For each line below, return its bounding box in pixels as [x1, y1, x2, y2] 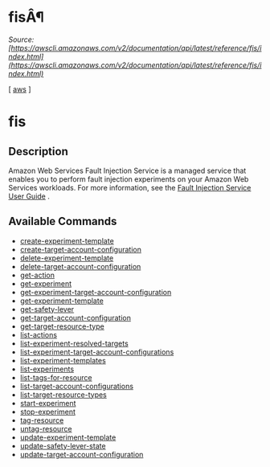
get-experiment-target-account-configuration [19, 287, 172, 297]
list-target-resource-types [19, 390, 107, 399]
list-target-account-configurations [19, 381, 134, 391]
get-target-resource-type [19, 322, 104, 331]
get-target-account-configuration [19, 313, 131, 322]
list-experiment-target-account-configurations [19, 346, 174, 357]
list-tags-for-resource [19, 372, 92, 382]
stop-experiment [19, 407, 76, 416]
